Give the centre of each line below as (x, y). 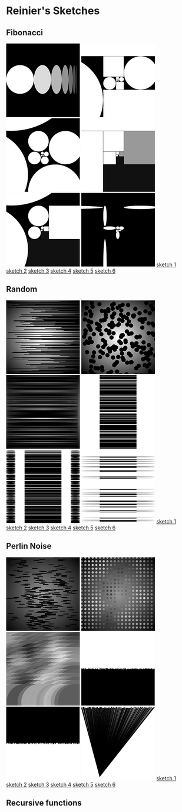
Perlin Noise (29, 546)
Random (22, 289)
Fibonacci (24, 33)
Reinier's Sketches (53, 11)
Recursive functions (44, 803)
